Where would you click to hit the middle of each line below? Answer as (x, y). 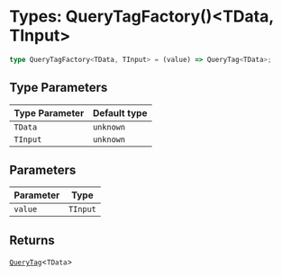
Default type (120, 112)
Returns (32, 240)
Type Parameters (59, 88)
